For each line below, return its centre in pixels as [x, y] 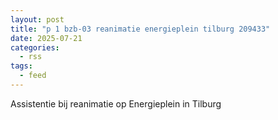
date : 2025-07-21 [46, 38]
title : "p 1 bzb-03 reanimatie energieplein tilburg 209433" [140, 29]
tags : [21, 66]
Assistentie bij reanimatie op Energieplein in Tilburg [116, 103]
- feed [33, 76]
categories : [35, 47]
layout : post [37, 19]
